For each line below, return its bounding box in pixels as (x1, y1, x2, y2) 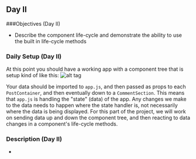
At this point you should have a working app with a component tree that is (6, 65, 184, 72)
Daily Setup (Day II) (6, 52, 62, 60)
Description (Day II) (6, 135, 63, 143)
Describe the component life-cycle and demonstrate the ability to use (14, 32, 183, 39)
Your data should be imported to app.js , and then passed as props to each (6, 83, 186, 90)
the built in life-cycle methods (14, 37, 87, 44)
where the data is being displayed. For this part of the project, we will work (6, 108, 186, 115)
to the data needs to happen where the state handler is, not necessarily (6, 102, 178, 109)
